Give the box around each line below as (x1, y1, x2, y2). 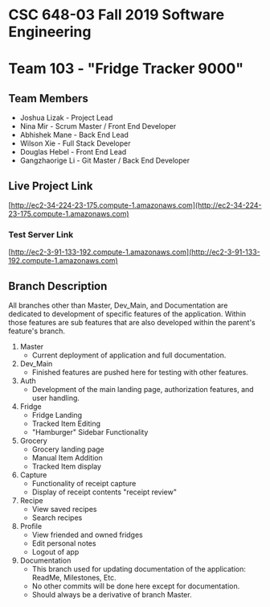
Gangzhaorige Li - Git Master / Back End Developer (19, 155, 190, 166)
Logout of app (31, 547, 80, 557)
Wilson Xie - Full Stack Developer (19, 138, 131, 148)
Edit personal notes (31, 539, 96, 548)
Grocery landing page (31, 444, 104, 454)
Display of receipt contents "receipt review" (31, 487, 178, 497)
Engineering (8, 23, 92, 41)
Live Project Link (8, 179, 93, 192)
